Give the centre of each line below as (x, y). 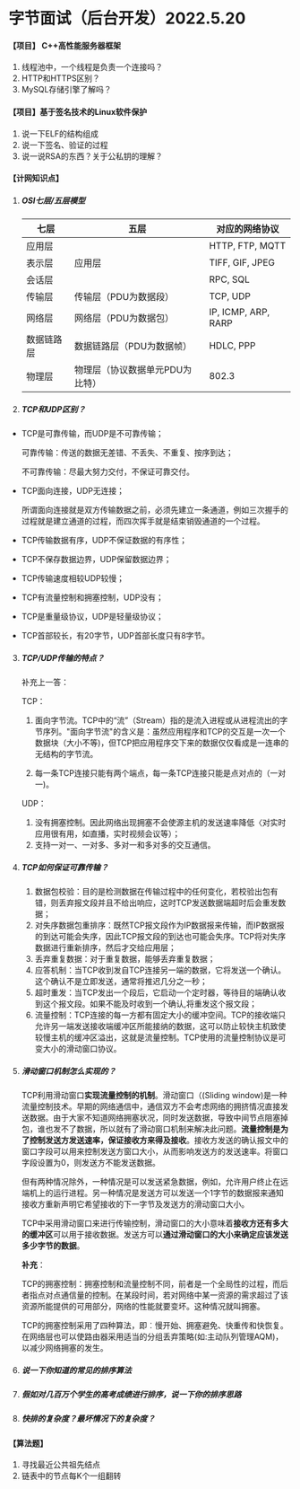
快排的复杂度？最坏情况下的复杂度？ (88, 1419)
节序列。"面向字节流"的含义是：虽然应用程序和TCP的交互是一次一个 (160, 732)
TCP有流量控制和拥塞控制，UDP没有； (93, 597)
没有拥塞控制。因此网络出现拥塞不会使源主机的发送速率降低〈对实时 (160, 823)
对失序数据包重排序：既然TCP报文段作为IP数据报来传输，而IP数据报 (159, 925)
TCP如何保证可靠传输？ (65, 867)
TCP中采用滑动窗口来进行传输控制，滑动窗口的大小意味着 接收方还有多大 (154, 1223)
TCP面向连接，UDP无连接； (73, 491)
